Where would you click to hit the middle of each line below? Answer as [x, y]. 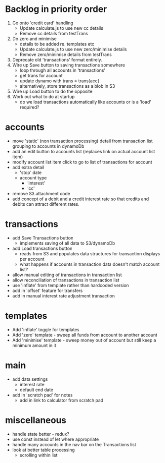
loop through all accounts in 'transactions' [62, 70]
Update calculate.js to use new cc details [62, 28]
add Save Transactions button [43, 238]
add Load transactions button [42, 248]
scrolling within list [39, 455]
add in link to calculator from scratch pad [62, 400]
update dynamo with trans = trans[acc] [60, 81]
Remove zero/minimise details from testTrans [66, 54]
